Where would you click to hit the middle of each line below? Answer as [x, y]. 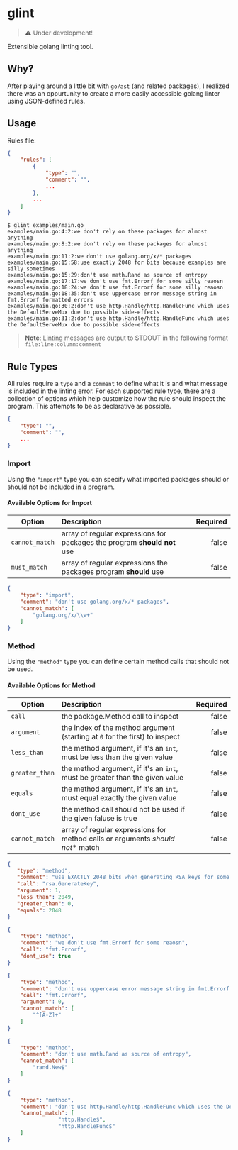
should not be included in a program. [61, 487]
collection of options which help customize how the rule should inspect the [117, 399]
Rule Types [33, 366]
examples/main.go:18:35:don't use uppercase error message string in [112, 294]
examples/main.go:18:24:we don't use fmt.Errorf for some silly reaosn [115, 288]
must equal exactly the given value [119, 797]
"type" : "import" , [47, 595]
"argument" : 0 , [42, 1002]
